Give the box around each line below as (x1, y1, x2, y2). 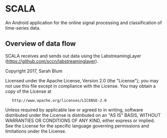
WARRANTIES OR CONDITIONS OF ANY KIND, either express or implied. (5, 117, 155, 123)
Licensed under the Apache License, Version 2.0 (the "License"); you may (5, 77, 159, 83)
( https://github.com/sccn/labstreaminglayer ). (5, 58, 99, 64)
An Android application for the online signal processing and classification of (5, 20, 162, 26)
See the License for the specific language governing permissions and (5, 122, 149, 128)
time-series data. (5, 25, 41, 31)
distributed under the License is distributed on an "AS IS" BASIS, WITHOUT (5, 112, 161, 118)
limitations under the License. (5, 128, 66, 134)
